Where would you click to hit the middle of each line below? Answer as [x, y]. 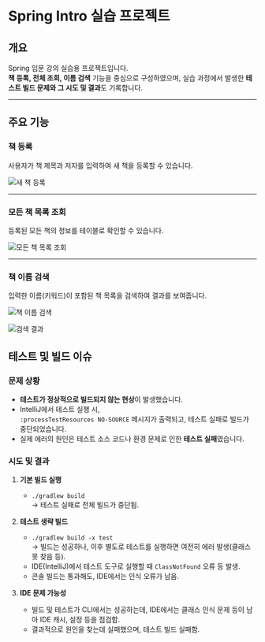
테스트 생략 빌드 [44, 521]
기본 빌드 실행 [40, 480]
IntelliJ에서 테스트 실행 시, [60, 409]
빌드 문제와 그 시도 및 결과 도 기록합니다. [83, 88]
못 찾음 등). [49, 557]
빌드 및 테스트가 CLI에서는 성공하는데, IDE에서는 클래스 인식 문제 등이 [138, 610]
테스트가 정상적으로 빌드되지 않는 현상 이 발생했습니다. [101, 399]
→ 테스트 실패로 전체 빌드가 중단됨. [85, 505]
